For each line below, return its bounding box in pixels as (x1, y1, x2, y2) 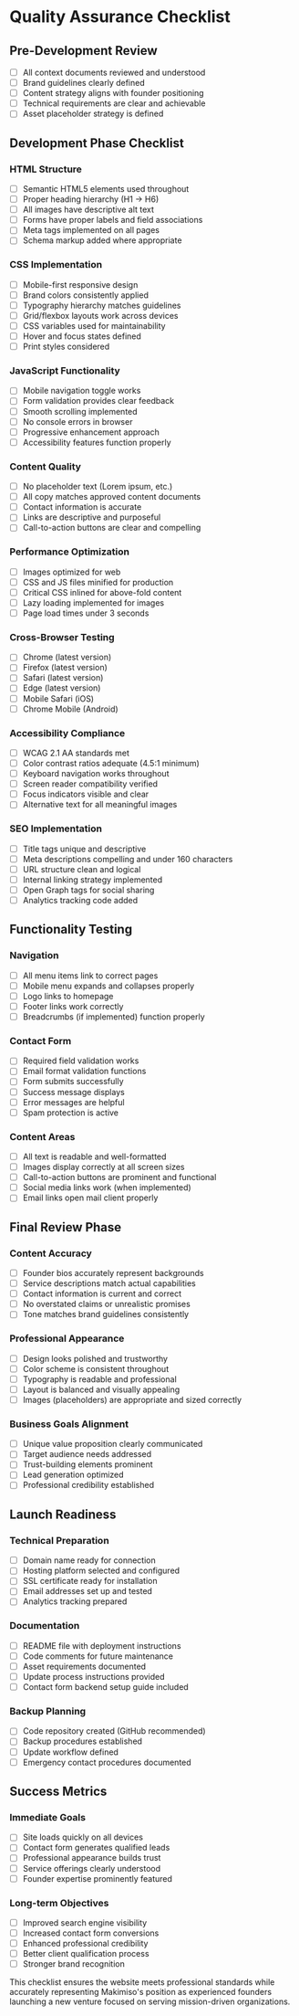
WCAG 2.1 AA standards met (22, 747, 130, 758)
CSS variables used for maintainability (22, 320, 166, 331)
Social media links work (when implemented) (22, 1182, 191, 1193)
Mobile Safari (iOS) (22, 692, 94, 704)
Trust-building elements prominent (22, 1459, 153, 1470)
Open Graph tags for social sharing (22, 884, 155, 895)
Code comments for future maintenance (22, 1651, 173, 1662)
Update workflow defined (22, 1747, 119, 1757)
